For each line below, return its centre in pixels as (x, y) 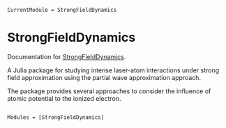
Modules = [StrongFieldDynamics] (56, 117)
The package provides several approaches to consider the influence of (109, 91)
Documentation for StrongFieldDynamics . (67, 56)
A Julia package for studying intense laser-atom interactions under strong (113, 70)
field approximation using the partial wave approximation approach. (104, 77)
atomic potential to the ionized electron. (64, 98)
